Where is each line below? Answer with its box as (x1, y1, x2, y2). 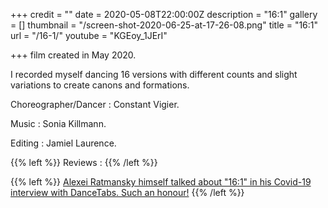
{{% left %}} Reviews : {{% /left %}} (10, 157, 158, 168)
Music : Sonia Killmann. (10, 118, 107, 129)
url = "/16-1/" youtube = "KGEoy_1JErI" (10, 30, 168, 41)
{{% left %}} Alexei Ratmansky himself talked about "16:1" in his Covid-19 (10, 176, 312, 188)
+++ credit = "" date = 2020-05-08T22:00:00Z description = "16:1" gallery (10, 9, 318, 20)
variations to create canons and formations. (10, 79, 190, 91)
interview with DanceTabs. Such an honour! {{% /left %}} (10, 187, 245, 198)
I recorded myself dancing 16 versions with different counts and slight (10, 69, 298, 80)
